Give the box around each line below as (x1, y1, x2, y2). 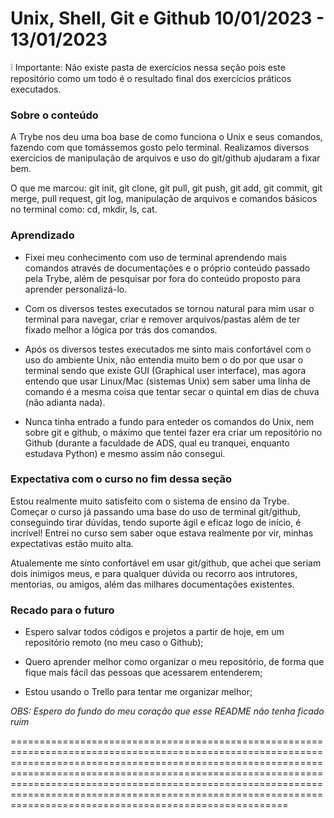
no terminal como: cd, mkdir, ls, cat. (10, 203, 158, 216)
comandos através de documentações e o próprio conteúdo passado (24, 262, 311, 274)
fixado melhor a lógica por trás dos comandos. (24, 323, 218, 336)
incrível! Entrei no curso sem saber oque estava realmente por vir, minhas (10, 527, 314, 539)
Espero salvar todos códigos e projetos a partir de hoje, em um (24, 626, 285, 638)
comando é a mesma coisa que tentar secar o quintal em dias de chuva (24, 385, 320, 397)
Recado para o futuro (10, 603, 115, 617)
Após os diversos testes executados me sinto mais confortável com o (24, 343, 312, 355)
